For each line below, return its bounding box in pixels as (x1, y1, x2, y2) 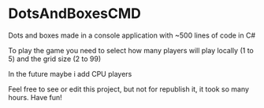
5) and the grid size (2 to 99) (8, 54, 102, 63)
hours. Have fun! (8, 92, 63, 102)
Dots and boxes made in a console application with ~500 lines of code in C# (8, 31, 256, 40)
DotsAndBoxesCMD (8, 5, 142, 23)
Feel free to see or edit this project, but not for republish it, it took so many (8, 84, 250, 94)
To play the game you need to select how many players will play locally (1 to (8, 45, 254, 55)
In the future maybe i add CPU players (8, 69, 132, 78)
